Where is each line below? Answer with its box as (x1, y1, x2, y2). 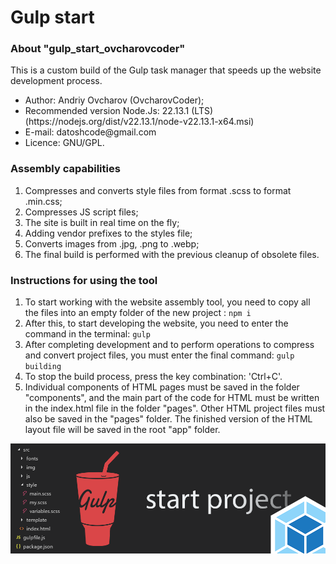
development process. (10, 75, 103, 87)
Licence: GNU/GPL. (24, 137, 105, 149)
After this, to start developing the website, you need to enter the (24, 317, 289, 330)
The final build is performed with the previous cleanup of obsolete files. (24, 248, 320, 260)
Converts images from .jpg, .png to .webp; (24, 237, 200, 250)
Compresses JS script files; (24, 206, 139, 218)
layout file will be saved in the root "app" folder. (24, 424, 221, 436)
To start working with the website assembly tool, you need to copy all (24, 296, 311, 308)
